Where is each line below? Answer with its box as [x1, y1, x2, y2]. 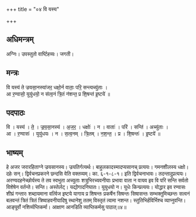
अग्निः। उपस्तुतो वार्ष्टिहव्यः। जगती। [6, 50, 74, 58]
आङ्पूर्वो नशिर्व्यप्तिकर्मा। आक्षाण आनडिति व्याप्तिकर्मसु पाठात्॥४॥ [6, 203, 127, 210]
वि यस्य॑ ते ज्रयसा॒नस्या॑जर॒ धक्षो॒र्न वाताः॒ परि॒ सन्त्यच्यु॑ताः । [6, 84, 108, 91]
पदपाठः [6, 108, 26, 118]
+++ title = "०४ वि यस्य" [6, 6, 59, 12]
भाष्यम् [6, 148, 23, 158]
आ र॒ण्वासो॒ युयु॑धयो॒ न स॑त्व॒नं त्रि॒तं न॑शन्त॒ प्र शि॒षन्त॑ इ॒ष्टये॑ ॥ [6, 90, 110, 97]
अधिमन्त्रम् [6, 34, 34, 44]
